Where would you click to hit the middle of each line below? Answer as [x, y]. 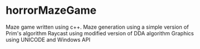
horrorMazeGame [51, 10]
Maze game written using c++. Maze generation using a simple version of [97, 27]
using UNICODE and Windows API [48, 39]
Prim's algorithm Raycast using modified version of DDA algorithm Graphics [100, 33]
